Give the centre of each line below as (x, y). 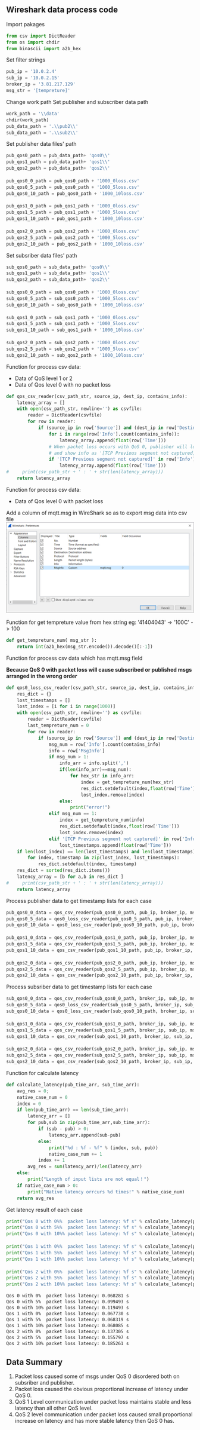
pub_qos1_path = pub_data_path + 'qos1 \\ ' (58, 162)
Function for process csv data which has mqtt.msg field (74, 658)
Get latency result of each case (45, 1209)
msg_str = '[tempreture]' (38, 91)
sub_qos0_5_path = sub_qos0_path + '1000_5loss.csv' (73, 298)
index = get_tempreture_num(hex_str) (127, 782)
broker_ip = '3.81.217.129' (41, 84)
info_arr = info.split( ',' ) (94, 763)
